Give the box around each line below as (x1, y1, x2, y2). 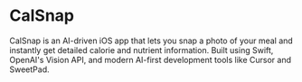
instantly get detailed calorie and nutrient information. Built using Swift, (9, 44, 274, 55)
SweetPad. (9, 64, 50, 75)
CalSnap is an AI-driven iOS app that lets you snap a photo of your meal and (9, 35, 294, 46)
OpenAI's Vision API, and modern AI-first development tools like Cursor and (9, 54, 292, 65)
